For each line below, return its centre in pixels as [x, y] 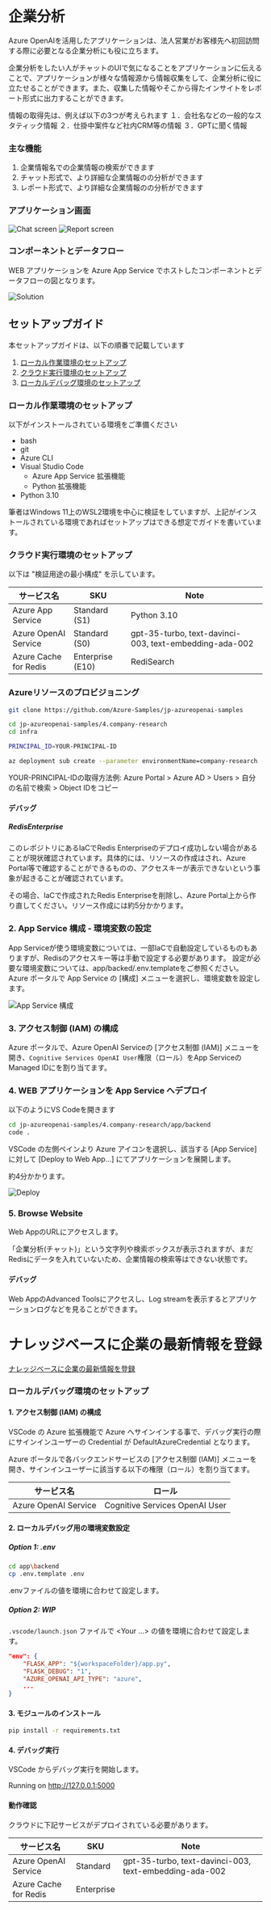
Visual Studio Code [52, 466]
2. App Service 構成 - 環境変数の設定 [80, 929]
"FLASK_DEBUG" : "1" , [57, 1671]
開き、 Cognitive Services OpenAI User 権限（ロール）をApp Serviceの [125, 1058]
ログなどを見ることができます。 [89, 1309]
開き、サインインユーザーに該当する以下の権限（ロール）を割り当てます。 [131, 1469]
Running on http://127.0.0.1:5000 [62, 1786]
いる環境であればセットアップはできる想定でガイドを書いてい [153, 521]
